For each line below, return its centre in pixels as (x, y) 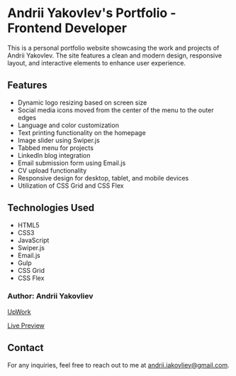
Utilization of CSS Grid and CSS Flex (71, 186)
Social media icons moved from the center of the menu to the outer (116, 110)
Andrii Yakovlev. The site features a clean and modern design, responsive (114, 55)
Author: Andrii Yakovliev (50, 296)
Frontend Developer (67, 28)
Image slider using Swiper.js (59, 140)
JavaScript (33, 240)
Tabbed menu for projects (56, 148)
